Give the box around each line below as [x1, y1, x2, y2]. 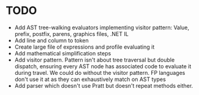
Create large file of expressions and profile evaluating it [14, 43, 155, 51]
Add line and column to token [14, 37, 89, 44]
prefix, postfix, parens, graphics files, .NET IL [14, 30, 129, 37]
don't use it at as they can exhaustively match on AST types [14, 76, 166, 83]
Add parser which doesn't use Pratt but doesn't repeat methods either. [14, 82, 193, 89]
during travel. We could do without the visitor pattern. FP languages [14, 69, 186, 76]
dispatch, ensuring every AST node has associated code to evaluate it [14, 62, 192, 70]
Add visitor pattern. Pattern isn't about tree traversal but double [14, 56, 175, 63]
